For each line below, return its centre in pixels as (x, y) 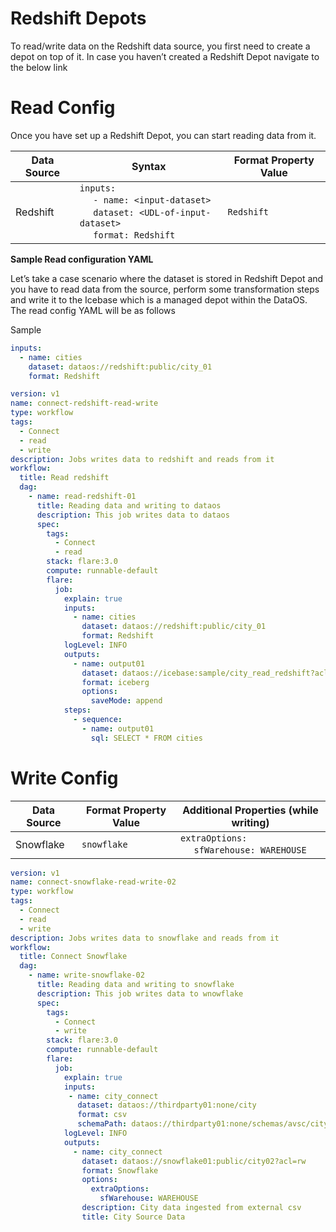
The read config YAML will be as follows (93, 310)
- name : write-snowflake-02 (86, 975)
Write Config (64, 778)
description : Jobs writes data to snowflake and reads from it (145, 938)
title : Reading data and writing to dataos (129, 505)
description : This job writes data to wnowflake (140, 993)
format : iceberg (115, 682)
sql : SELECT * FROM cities (146, 738)
